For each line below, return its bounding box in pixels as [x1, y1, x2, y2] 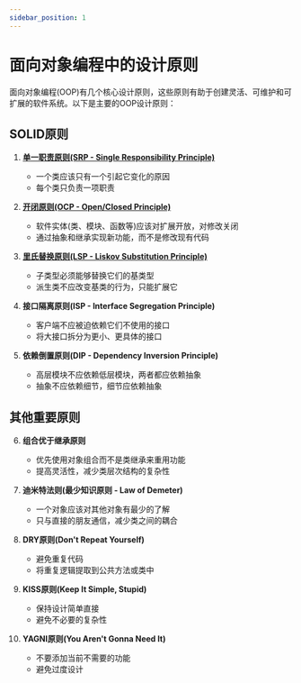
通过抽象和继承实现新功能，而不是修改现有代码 [35, 232, 209, 243]
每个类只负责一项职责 [35, 182, 115, 194]
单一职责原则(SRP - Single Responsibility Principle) [22, 152, 216, 163]
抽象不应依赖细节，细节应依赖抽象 [35, 380, 163, 392]
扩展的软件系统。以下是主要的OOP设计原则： [9, 97, 177, 108]
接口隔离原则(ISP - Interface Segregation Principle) [22, 301, 216, 312]
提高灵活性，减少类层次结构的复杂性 [35, 466, 171, 477]
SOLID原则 [9, 126, 69, 141]
